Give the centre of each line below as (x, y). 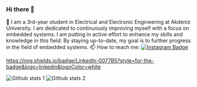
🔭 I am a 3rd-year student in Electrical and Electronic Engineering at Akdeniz (98, 22)
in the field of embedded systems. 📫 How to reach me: (73, 47)
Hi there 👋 (21, 9)
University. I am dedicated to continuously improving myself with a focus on (98, 28)
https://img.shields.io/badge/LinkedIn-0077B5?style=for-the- (80, 61)
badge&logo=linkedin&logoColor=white (54, 67)
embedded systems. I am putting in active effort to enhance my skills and (94, 34)
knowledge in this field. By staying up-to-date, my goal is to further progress (98, 41)
